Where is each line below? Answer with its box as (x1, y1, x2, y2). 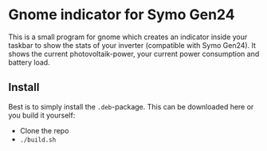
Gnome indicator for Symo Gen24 (8, 6, 235, 24)
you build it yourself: (8, 110, 76, 120)
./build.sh (19, 136, 57, 144)
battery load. (8, 58, 50, 67)
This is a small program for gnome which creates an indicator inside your (8, 32, 248, 42)
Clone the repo (19, 125, 69, 135)
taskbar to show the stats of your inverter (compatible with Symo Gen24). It (8, 40, 257, 50)
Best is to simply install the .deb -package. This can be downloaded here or (8, 101, 254, 111)
